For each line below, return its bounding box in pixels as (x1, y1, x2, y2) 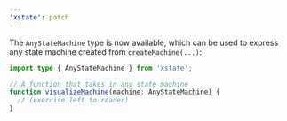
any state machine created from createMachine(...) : (9, 46, 203, 57)
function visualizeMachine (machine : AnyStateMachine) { (9, 87, 220, 97)
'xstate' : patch (9, 12, 69, 22)
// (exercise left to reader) (17, 96, 129, 105)
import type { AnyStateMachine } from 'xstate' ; (9, 64, 193, 72)
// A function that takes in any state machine (9, 79, 189, 88)
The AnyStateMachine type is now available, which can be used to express (9, 37, 279, 48)
